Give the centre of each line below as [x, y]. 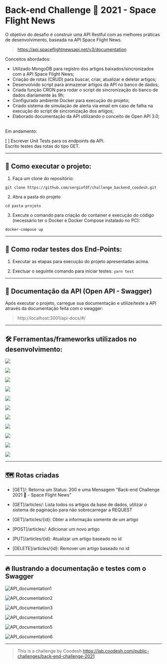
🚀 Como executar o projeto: [48, 166]
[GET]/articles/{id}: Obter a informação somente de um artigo [75, 520]
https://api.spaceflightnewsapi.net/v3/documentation [72, 49]
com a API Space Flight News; [43, 74]
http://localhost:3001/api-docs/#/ [51, 318]
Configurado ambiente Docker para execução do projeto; [71, 100]
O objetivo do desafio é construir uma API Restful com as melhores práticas [83, 34]
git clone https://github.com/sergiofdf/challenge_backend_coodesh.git [81, 188]
